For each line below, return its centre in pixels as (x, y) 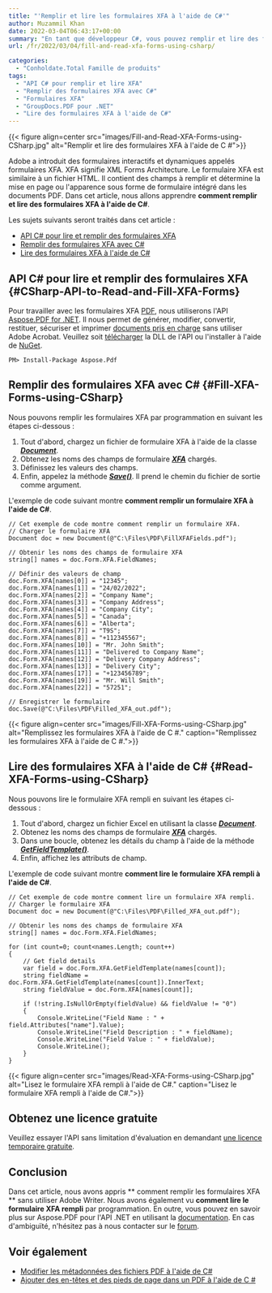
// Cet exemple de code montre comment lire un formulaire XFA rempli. (132, 897)
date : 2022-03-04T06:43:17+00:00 (65, 31)
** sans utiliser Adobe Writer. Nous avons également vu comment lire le (129, 1200)
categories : (28, 61)
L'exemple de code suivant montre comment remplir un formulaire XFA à (131, 500)
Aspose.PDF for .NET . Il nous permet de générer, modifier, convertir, (122, 319)
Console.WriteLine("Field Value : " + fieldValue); (127, 1039)
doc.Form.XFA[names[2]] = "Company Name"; (81, 595)
